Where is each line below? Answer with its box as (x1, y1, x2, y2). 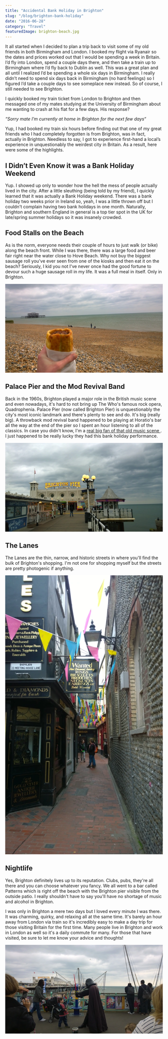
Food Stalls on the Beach (5, 229, 84, 237)
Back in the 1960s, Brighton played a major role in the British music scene (5, 395, 156, 402)
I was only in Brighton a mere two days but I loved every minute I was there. (5, 908, 161, 914)
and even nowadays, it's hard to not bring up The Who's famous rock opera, (5, 401, 162, 407)
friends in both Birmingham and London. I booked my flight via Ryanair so (5, 49, 156, 55)
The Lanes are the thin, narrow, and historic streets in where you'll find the (5, 555, 158, 561)
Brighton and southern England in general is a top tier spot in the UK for (5, 209, 152, 215)
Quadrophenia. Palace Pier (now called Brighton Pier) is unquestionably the (5, 406, 160, 412)
